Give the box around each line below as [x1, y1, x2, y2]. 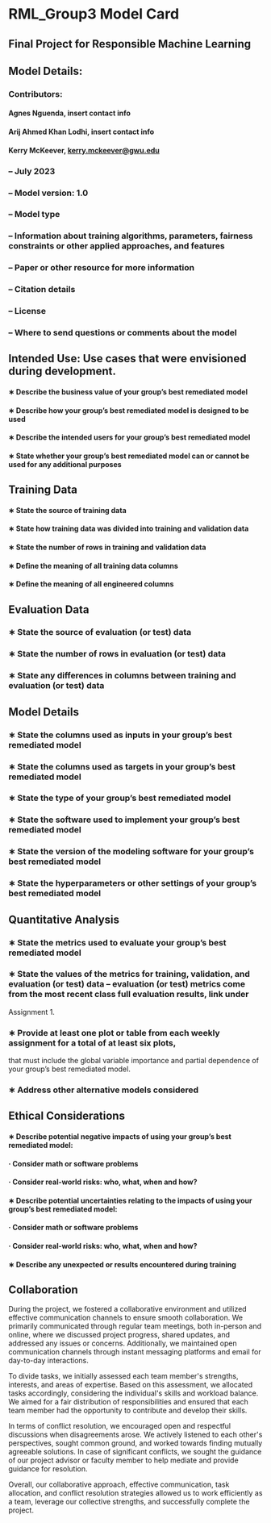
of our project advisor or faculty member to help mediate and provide [8, 1455, 240, 1465]
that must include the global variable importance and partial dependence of [8, 1056, 260, 1066]
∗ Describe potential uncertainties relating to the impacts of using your [8, 1195, 252, 1205]
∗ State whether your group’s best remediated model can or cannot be [8, 451, 250, 461]
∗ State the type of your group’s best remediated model [8, 792, 231, 803]
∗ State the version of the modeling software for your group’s [8, 846, 254, 857]
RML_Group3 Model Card [8, 5, 180, 23]
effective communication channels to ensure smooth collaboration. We [8, 1312, 244, 1323]
